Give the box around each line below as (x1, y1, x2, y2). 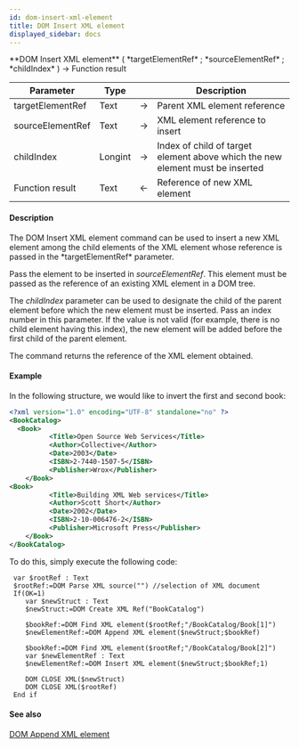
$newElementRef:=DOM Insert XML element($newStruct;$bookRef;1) (25, 659, 269, 668)
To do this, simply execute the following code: (9, 556, 178, 566)
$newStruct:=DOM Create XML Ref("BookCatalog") (25, 605, 205, 614)
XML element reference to (157, 114, 267, 126)
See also (9, 709, 42, 720)
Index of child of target (157, 140, 252, 152)
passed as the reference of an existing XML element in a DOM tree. (9, 278, 256, 289)
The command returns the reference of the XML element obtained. (9, 350, 254, 361)
